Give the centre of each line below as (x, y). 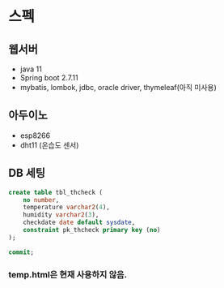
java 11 (31, 69)
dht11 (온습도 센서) (49, 145)
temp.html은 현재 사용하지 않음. (68, 274)
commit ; (21, 252)
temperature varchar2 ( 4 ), (67, 208)
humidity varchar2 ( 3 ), (61, 215)
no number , (41, 200)
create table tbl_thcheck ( (56, 192)
